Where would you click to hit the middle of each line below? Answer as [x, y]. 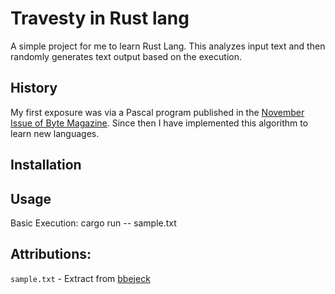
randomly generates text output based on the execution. [126, 56]
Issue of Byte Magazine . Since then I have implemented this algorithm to [159, 123]
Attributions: [51, 254]
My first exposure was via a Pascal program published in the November [157, 112]
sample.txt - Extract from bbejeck [80, 278]
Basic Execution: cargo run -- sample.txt [93, 223]
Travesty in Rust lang [100, 18]
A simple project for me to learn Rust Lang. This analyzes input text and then [168, 46]
